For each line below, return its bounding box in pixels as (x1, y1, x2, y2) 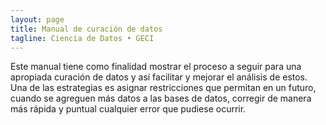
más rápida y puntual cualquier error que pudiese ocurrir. (10, 103, 247, 115)
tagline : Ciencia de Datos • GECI (10, 33, 155, 43)
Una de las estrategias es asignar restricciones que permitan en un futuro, (10, 82, 317, 94)
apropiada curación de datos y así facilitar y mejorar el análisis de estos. (10, 71, 308, 83)
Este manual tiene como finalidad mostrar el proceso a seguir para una (10, 61, 302, 73)
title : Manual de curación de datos (10, 24, 163, 34)
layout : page (10, 14, 65, 25)
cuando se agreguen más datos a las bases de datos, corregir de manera (10, 92, 312, 105)
